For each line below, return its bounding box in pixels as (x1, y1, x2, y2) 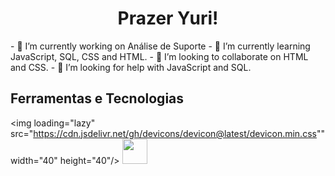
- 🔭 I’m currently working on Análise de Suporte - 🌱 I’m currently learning (10, 40, 311, 52)
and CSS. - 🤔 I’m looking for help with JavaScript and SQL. (10, 61, 252, 73)
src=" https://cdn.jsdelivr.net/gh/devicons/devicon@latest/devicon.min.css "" (10, 127, 325, 139)
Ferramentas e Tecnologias (10, 90, 185, 107)
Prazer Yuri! (117, 7, 219, 30)
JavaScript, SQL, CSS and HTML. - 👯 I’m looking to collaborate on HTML (10, 50, 309, 62)
